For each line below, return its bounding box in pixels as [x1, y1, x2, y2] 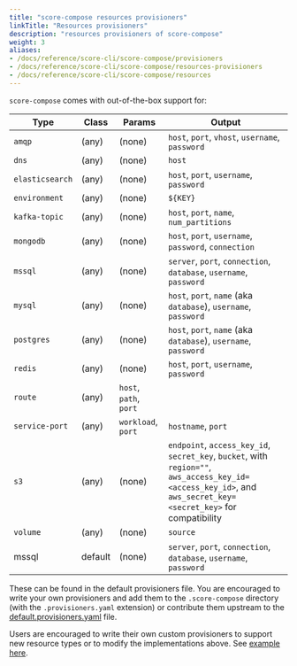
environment [13, 192, 65, 203]
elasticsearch [13, 174, 73, 184]
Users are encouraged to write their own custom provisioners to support [9, 628, 273, 639]
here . [9, 647, 28, 658]
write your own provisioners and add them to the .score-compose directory [9, 592, 279, 603]
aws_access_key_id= [167, 471, 250, 482]
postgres [13, 334, 50, 345]
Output [210, 116, 241, 128]
